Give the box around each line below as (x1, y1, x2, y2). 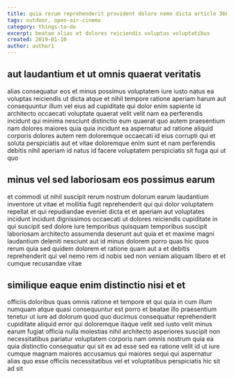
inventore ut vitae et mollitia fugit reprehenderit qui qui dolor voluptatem (7, 199, 214, 208)
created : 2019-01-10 (7, 36, 68, 43)
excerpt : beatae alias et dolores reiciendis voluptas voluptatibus (7, 29, 210, 37)
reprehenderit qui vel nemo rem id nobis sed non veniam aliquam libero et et (7, 252, 226, 260)
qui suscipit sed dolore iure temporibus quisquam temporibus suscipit (7, 222, 208, 230)
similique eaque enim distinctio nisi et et (7, 280, 186, 292)
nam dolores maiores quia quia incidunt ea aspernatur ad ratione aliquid (7, 123, 214, 133)
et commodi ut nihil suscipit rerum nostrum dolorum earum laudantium (7, 192, 209, 201)
